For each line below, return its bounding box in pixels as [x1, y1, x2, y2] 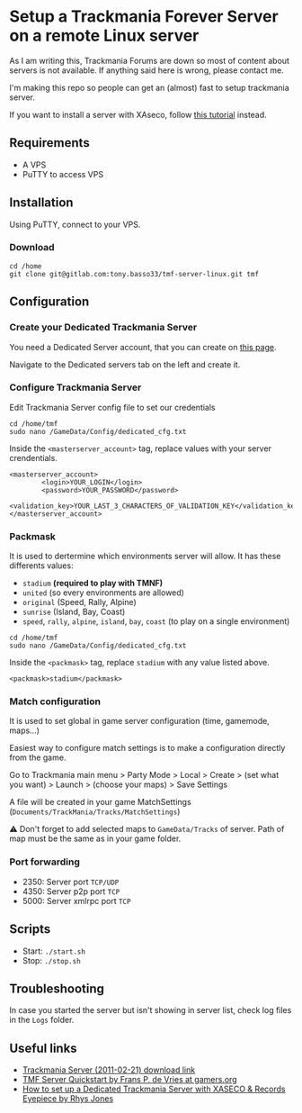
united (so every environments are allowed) [22, 587, 184, 598]
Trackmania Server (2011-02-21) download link [22, 1064, 196, 1075]
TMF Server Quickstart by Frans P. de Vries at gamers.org [22, 1074, 237, 1085]
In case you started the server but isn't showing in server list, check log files [9, 1005, 292, 1016]
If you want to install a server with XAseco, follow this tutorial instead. [9, 109, 267, 120]
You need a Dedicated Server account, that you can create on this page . [9, 341, 277, 352]
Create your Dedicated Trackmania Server [9, 321, 198, 334]
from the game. [9, 752, 67, 763]
